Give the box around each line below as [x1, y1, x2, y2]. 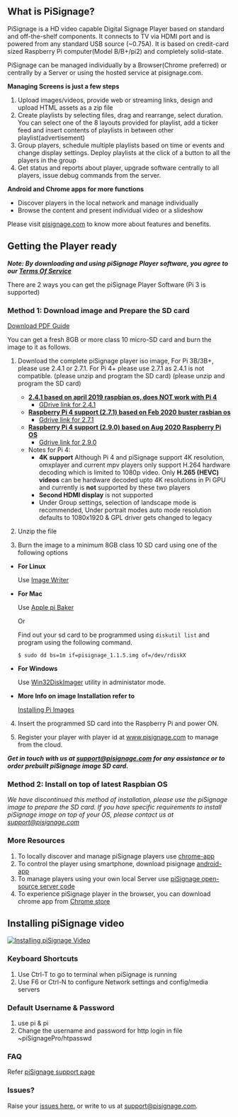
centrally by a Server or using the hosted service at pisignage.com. [7, 68, 203, 76]
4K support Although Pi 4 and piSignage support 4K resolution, [38, 453, 225, 461]
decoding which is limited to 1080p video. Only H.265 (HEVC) [38, 467, 220, 477]
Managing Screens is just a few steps [7, 81, 120, 91]
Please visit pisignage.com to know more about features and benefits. [7, 220, 211, 228]
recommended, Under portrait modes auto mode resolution [38, 506, 212, 514]
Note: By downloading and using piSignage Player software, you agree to [7, 259, 229, 268]
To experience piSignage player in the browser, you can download [17, 889, 211, 898]
